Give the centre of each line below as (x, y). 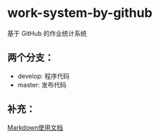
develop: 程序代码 (43, 76)
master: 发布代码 (42, 84)
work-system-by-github (80, 13)
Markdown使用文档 (35, 127)
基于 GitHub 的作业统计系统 (47, 33)
